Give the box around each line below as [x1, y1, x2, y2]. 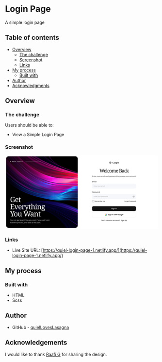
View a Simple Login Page [12, 132, 65, 138]
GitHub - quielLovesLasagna [12, 324, 69, 330]
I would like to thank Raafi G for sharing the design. [5, 351, 107, 357]
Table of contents [5, 34, 59, 42]
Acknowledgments [12, 83, 50, 88]
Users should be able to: [5, 122, 54, 128]
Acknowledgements [5, 339, 67, 347]
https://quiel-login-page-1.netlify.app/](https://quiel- [43, 247, 147, 253]
